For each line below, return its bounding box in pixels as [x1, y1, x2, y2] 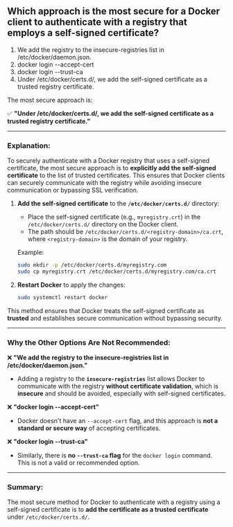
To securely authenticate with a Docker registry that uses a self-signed [7, 157, 210, 165]
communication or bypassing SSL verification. [7, 186, 139, 195]
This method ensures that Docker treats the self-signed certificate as [7, 306, 205, 314]
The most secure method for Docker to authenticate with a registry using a [7, 498, 221, 506]
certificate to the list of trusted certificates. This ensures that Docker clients [7, 171, 225, 179]
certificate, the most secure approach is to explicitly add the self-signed [7, 164, 216, 172]
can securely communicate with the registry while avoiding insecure [7, 179, 202, 187]
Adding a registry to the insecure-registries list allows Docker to [17, 375, 205, 383]
